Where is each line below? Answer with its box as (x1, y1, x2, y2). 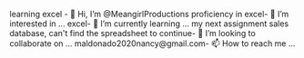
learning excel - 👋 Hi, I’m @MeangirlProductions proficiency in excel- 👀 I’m (9, 9, 289, 19)
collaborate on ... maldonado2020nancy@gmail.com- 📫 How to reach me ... (9, 38, 296, 49)
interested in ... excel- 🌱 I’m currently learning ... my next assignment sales (9, 18, 289, 29)
